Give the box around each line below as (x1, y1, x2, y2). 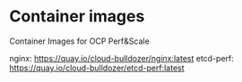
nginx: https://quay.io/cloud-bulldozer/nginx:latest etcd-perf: (9, 53, 235, 63)
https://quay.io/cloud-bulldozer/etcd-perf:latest (9, 62, 186, 73)
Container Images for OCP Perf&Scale (9, 36, 150, 46)
